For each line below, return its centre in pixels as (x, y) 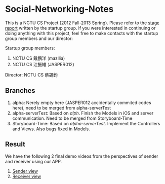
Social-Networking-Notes (59, 9)
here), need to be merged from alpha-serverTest (62, 108)
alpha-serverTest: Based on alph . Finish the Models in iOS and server (83, 113)
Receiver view (26, 176)
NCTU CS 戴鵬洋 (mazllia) (39, 58)
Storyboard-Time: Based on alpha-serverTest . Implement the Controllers (86, 123)
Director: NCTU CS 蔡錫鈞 (32, 74)
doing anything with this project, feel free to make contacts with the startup (82, 33)
